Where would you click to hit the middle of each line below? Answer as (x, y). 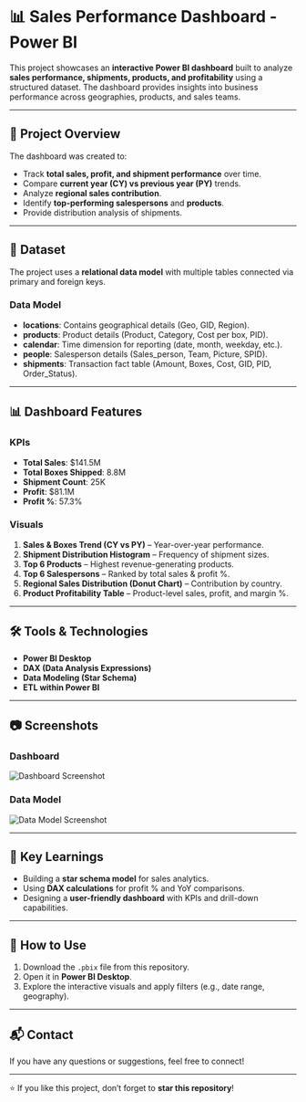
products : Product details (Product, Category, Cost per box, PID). (145, 334)
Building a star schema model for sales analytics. (116, 879)
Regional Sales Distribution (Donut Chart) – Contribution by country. (152, 583)
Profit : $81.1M (48, 491)
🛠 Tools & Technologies (79, 631)
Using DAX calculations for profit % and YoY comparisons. (133, 888)
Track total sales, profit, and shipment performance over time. (142, 173)
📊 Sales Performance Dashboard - (143, 17)
